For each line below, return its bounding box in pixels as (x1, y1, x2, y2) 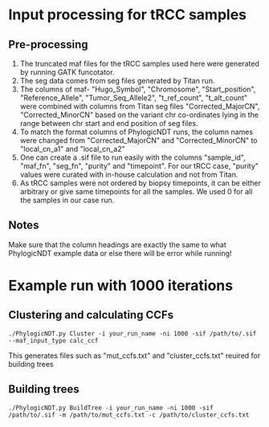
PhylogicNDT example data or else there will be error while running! (8, 248, 232, 258)
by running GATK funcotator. (19, 67, 115, 77)
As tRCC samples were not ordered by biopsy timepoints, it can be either (19, 178, 261, 188)
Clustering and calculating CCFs (8, 308, 174, 322)
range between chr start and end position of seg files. (19, 119, 198, 128)
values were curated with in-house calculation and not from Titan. (19, 170, 238, 179)
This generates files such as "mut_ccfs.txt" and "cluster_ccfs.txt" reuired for (8, 351, 261, 360)
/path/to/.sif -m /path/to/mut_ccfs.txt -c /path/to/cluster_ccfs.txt (8, 411, 250, 419)
